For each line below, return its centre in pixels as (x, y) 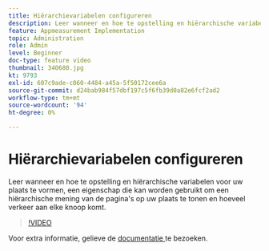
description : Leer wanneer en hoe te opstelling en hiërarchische (121, 23)
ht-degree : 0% (32, 113)
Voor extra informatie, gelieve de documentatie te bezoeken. (108, 238)
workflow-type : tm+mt (44, 98)
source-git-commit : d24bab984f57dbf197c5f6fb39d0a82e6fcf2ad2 (114, 90)
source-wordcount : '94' (48, 105)
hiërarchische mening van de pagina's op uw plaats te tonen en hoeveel (127, 198)
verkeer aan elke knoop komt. (57, 207)
